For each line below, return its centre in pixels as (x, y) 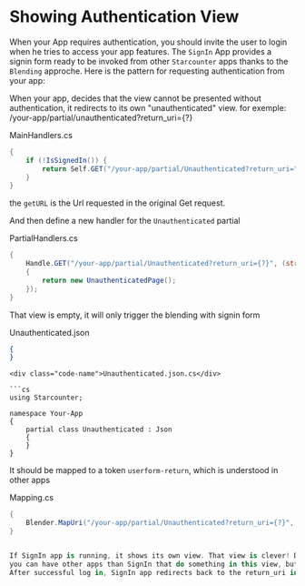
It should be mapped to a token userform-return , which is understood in (144, 470)
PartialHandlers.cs (44, 238)
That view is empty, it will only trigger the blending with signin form (135, 315)
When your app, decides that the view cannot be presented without (135, 98)
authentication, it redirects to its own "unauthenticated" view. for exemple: (148, 107)
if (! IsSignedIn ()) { (66, 160)
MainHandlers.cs (41, 135)
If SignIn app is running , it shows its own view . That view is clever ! (150, 556)
